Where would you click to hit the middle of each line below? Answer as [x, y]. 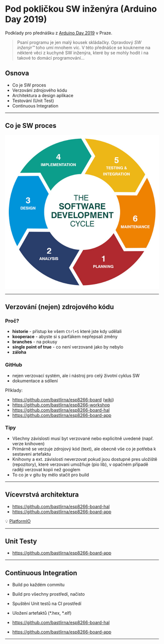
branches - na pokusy [35, 342]
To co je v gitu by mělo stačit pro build [51, 475]
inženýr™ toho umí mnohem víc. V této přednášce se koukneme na [83, 47]
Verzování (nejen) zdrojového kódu [60, 307]
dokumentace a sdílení [35, 381]
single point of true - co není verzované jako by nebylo [68, 347]
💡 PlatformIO [18, 521]
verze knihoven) [28, 443]
